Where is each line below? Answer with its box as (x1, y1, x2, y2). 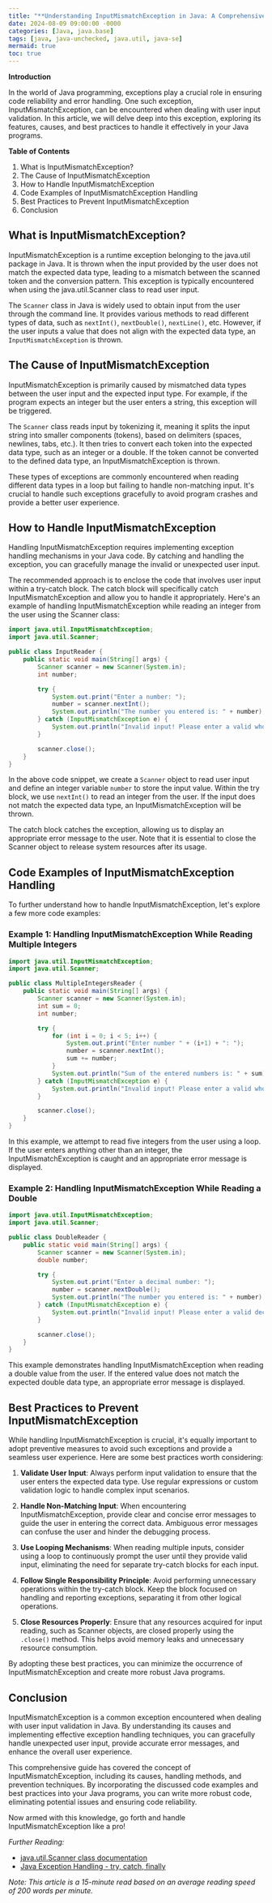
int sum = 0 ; (37, 1002, 82, 1010)
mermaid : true (8, 42, 57, 50)
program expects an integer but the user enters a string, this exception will (8, 397, 257, 406)
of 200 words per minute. (8, 1885, 93, 1895)
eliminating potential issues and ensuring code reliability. (8, 1797, 198, 1806)
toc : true (8, 49, 42, 58)
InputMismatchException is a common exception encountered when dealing (8, 1712, 261, 1722)
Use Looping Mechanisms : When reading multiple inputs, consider (19, 1543, 244, 1553)
